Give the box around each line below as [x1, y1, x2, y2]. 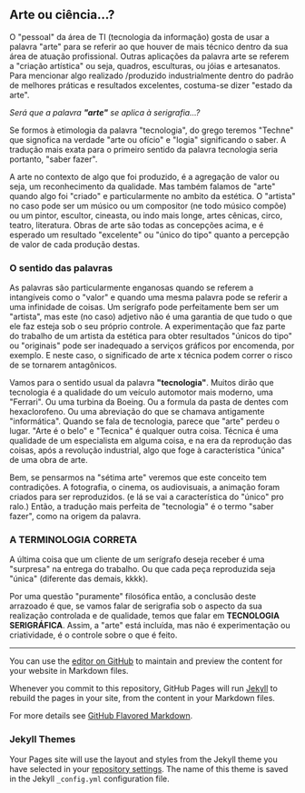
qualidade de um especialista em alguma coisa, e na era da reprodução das [9, 436, 292, 447]
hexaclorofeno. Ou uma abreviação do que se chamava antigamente [9, 407, 265, 417]
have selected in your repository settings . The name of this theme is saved [9, 763, 289, 774]
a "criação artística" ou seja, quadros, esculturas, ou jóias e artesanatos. [9, 60, 281, 71]
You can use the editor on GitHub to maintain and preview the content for [9, 656, 283, 667]
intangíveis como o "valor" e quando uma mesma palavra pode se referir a [9, 292, 288, 303]
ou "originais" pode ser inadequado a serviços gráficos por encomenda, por [9, 340, 295, 351]
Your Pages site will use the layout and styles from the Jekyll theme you [9, 754, 279, 765]
